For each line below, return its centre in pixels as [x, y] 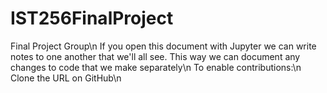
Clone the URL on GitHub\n [66, 78]
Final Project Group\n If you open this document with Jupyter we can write [163, 46]
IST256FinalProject [92, 18]
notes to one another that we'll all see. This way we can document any [155, 56]
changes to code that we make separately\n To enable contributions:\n [156, 67]
